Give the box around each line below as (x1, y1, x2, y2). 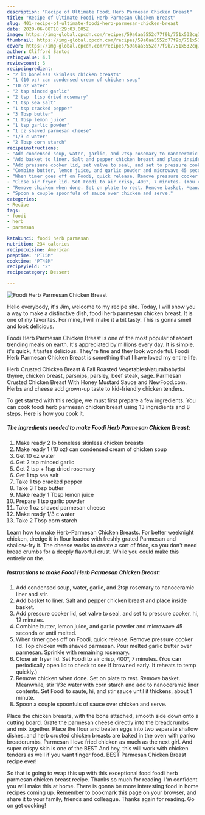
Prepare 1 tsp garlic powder (15, 497, 85, 505)
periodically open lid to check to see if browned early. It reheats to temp (15, 661, 196, 669)
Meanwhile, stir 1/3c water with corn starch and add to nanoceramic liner (15, 681, 199, 688)
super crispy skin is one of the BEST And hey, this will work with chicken (7, 744, 189, 752)
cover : (7, 43, 24, 49)
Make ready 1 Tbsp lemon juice (15, 491, 94, 498)
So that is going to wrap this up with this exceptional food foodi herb (7, 769, 178, 777)
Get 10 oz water (15, 452, 55, 459)
